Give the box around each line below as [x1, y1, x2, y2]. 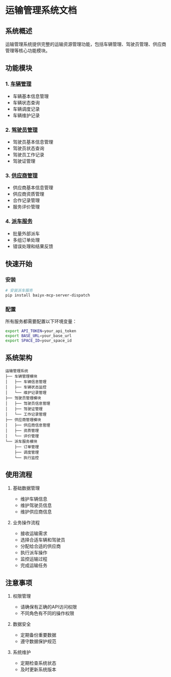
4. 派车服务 [5, 218, 33, 225]
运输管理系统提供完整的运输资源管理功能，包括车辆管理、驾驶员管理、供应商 [5, 41, 166, 47]
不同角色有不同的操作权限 [20, 610, 75, 616]
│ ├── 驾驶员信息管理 [5, 401, 51, 406]
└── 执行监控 [14, 455, 39, 460]
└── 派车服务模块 [5, 439, 37, 444]
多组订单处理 [12, 237, 40, 243]
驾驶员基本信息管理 [12, 138, 54, 145]
